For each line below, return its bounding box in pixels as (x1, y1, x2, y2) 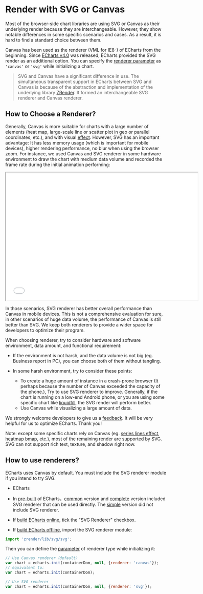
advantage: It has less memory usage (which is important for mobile (5, 139, 149, 146)
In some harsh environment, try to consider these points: (12, 367, 132, 374)
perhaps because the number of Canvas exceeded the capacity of (20, 383, 161, 389)
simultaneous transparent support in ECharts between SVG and (17, 78, 152, 85)
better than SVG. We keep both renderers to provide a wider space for (5, 321, 153, 327)
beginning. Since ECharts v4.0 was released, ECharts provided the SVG (5, 52, 156, 58)
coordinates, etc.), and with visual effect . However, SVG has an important (5, 134, 160, 140)
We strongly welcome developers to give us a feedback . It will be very (5, 415, 153, 421)
